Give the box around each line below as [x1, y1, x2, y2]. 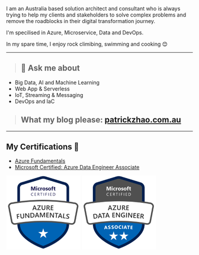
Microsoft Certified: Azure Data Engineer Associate [14, 164, 140, 171]
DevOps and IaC [14, 98, 55, 105]
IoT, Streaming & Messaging [14, 91, 84, 98]
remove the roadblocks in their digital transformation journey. [6, 18, 156, 24]
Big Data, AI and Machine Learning [14, 79, 99, 86]
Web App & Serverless [14, 85, 70, 92]
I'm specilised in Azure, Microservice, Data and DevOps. [6, 29, 144, 36]
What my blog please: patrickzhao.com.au [20, 115, 182, 125]
